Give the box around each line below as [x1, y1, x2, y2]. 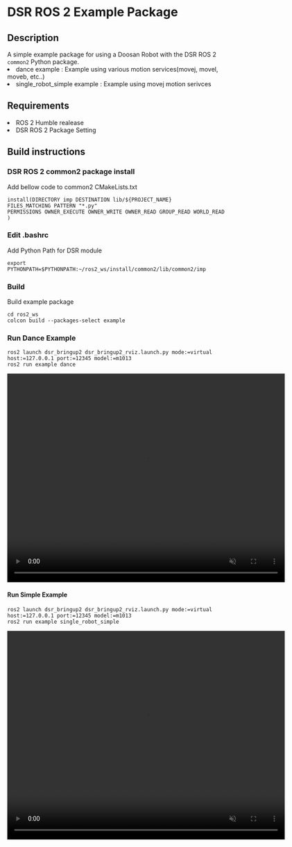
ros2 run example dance [7, 361, 76, 369]
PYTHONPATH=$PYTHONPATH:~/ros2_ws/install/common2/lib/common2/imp [7, 266, 207, 273]
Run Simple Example [7, 590, 68, 599]
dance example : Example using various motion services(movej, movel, [16, 65, 218, 73]
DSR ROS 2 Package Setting [16, 126, 96, 134]
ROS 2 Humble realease [16, 118, 85, 127]
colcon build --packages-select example [7, 317, 126, 324]
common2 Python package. [7, 58, 80, 66]
